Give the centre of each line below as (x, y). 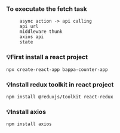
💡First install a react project (47, 57)
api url (29, 27)
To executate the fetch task (47, 9)
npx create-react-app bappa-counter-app (57, 69)
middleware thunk (41, 32)
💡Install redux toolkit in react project (60, 84)
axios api (32, 37)
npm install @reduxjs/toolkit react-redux (60, 97)
